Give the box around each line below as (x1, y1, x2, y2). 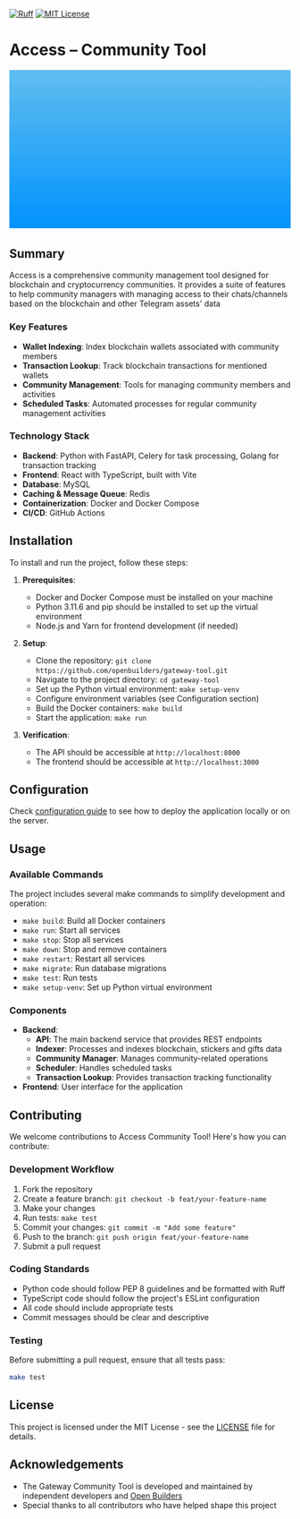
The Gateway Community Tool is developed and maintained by (21, 1481, 254, 1491)
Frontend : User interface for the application (21, 1081, 183, 1092)
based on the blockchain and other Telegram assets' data (9, 298, 221, 309)
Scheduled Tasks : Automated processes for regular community (21, 398, 257, 409)
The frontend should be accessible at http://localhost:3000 (35, 756, 260, 767)
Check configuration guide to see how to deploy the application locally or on (9, 806, 290, 816)
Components (9, 1004, 67, 1017)
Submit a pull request (21, 1241, 101, 1251)
